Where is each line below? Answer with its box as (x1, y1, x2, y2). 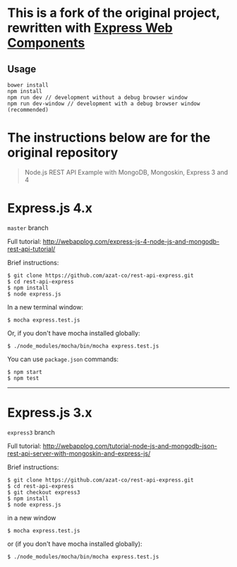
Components (7, 35, 85, 51)
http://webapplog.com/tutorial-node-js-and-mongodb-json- (42, 441, 217, 450)
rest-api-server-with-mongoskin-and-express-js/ (7, 449, 151, 458)
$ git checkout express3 (7, 489, 80, 496)
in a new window (7, 513, 56, 522)
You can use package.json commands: (7, 355, 119, 363)
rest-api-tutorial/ (7, 245, 56, 253)
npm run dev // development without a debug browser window (7, 94, 188, 101)
